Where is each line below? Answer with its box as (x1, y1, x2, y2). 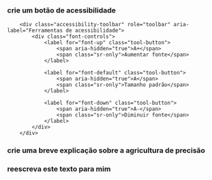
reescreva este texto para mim (7, 164, 112, 174)
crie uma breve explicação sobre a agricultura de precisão (7, 146, 205, 155)
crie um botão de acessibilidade (7, 6, 116, 15)
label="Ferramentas (7, 27, 63, 34)
